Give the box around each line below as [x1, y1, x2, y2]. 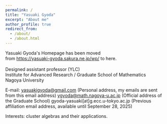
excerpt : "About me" [5, 17, 49, 22]
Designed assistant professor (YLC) [5, 66, 80, 72]
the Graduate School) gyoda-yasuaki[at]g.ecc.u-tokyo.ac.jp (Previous [5, 97, 152, 104]
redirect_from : [5, 27, 38, 32]
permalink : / [5, 7, 33, 13]
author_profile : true [5, 21, 51, 27]
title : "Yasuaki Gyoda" [5, 12, 56, 17]
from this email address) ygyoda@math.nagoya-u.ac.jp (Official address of [5, 92, 162, 98]
